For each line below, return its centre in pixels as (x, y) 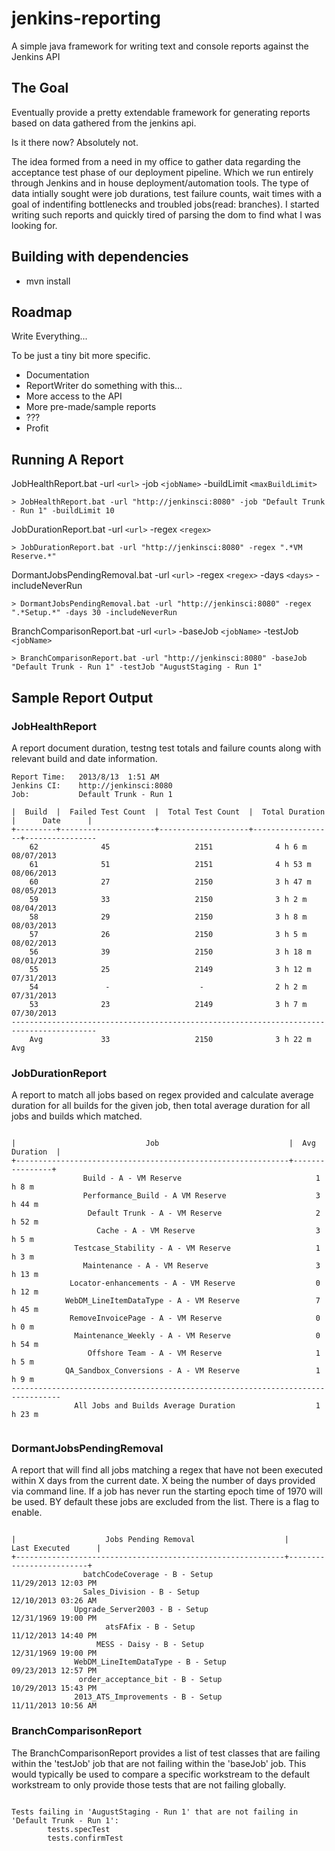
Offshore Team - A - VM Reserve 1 (204, 1353)
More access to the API (74, 396)
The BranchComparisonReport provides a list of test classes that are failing (166, 1753)
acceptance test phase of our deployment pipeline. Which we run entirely (162, 172)
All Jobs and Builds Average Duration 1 (197, 1406)
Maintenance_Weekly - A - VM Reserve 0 (197, 1336)
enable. (27, 1513)
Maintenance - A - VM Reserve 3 (201, 1266)
